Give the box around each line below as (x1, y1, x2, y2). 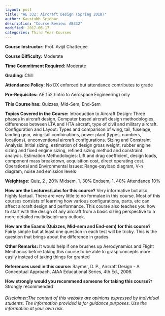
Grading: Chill (5, 73, 33, 78)
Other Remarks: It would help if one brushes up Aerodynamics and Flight (5, 243, 154, 249)
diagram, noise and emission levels (5, 168, 76, 174)
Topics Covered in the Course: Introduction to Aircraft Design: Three (5, 111, 145, 117)
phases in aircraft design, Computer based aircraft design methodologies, (5, 116, 155, 121)
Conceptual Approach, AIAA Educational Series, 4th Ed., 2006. (5, 269, 132, 275)
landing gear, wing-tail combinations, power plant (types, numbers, (5, 132, 141, 137)
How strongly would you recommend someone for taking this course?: (5, 278, 153, 284)
